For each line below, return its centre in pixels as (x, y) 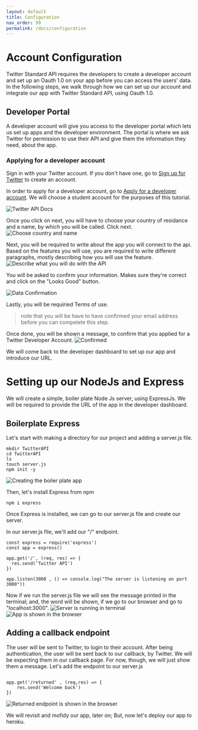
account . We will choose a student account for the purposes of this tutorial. (98, 197)
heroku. (15, 721)
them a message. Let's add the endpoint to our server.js (75, 666)
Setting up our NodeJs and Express (95, 382)
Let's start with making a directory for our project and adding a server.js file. (99, 438)
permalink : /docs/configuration (46, 28)
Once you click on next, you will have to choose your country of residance (97, 221)
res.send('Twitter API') (42, 564)
